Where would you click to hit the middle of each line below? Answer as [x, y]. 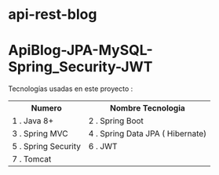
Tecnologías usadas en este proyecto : [71, 89]
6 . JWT [103, 147]
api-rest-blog [53, 15]
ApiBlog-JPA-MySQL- [80, 51]
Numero [46, 108]
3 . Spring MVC [40, 133]
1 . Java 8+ [33, 121]
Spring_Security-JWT [80, 67]
